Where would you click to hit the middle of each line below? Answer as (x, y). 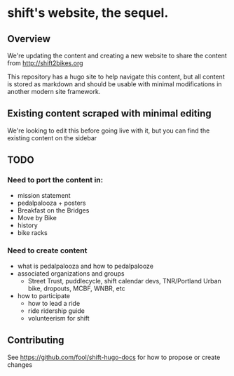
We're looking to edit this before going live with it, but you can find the (109, 130)
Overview (29, 39)
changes (20, 364)
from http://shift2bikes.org (45, 63)
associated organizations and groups (71, 273)
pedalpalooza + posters (51, 203)
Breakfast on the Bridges (53, 210)
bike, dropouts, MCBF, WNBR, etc (76, 288)
